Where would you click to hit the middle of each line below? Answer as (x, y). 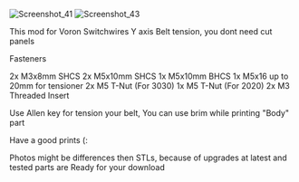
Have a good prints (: (48, 140)
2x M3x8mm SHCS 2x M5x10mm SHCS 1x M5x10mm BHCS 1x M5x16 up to (149, 76)
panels (22, 41)
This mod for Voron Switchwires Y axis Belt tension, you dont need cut (141, 31)
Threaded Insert (39, 96)
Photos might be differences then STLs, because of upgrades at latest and (148, 158)
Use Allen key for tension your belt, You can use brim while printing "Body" (149, 113)
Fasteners (28, 58)
